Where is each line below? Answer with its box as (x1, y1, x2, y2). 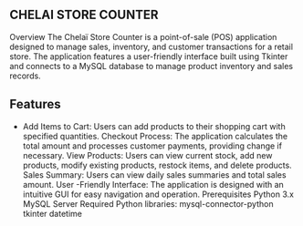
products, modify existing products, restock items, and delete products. (22, 159, 292, 170)
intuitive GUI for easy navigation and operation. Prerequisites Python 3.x (22, 189, 295, 200)
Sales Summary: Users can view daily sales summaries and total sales (22, 169, 287, 180)
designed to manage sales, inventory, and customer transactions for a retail (9, 41, 294, 52)
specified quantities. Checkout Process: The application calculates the (22, 130, 288, 141)
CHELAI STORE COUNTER (9, 7, 159, 23)
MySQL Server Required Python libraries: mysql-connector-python (22, 198, 274, 209)
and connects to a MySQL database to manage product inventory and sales (9, 60, 294, 71)
